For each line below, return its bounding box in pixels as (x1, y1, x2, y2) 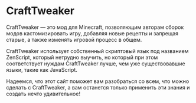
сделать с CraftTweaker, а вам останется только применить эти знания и (6, 84, 190, 91)
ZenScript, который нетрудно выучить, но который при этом (6, 54, 158, 61)
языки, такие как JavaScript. (6, 66, 78, 73)
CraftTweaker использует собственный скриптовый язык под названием (6, 47, 189, 54)
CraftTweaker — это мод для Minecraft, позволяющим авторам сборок (6, 24, 184, 31)
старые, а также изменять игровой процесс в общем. (6, 36, 142, 43)
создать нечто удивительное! (6, 90, 81, 97)
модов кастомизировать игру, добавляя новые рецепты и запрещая (6, 29, 179, 36)
